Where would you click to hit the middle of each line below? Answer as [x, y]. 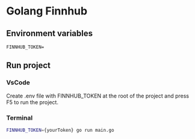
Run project [29, 65]
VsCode [18, 82]
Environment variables [50, 33]
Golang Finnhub [47, 11]
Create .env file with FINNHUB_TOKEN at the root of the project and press [98, 96]
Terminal [20, 117]
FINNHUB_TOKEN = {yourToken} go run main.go [60, 130]
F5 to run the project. [32, 102]
